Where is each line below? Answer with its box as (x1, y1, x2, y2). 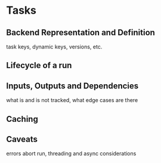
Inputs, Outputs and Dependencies (6, 81, 139, 91)
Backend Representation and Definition (6, 27, 155, 38)
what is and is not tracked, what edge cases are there (6, 97, 138, 104)
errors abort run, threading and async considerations (6, 150, 137, 157)
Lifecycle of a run (6, 60, 72, 70)
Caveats (6, 134, 38, 144)
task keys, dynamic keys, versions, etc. (6, 43, 103, 50)
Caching (6, 114, 39, 124)
